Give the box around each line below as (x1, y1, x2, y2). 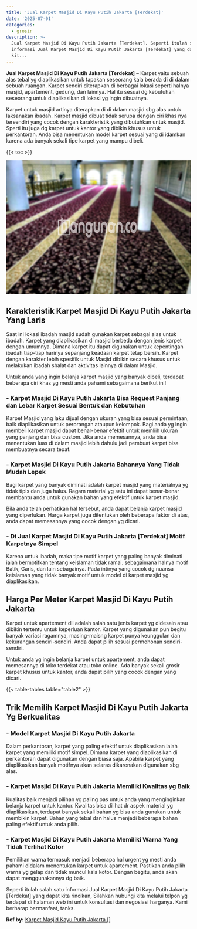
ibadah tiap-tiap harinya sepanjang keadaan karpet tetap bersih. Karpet (6, 350, 179, 357)
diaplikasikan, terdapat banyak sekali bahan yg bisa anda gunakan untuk (6, 808, 181, 815)
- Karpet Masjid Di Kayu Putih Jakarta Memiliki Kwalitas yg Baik (6, 782, 191, 791)
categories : (6, 22, 35, 28)
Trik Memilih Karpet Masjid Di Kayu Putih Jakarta (6, 703, 189, 713)
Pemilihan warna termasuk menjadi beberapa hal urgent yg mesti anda (6, 856, 176, 863)
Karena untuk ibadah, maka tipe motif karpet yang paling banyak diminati (6, 552, 183, 560)
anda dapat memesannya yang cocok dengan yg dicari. (6, 517, 141, 524)
